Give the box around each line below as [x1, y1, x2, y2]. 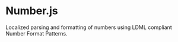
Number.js [5, 4, 58, 18]
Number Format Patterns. [5, 30, 68, 37]
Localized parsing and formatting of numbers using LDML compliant [5, 24, 173, 31]
